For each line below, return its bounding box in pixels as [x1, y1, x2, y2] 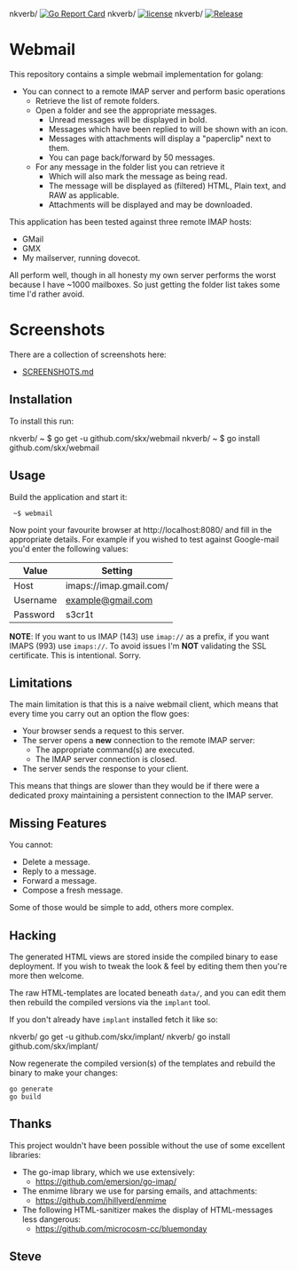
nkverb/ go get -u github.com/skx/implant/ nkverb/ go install [9, 1031, 231, 1042]
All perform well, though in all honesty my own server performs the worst [9, 269, 277, 280]
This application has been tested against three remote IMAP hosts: [9, 216, 253, 226]
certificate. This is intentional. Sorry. [9, 649, 142, 661]
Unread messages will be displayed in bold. [48, 114, 207, 124]
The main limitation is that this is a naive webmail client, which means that [9, 699, 279, 710]
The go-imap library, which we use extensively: [21, 1166, 195, 1177]
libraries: [9, 1149, 42, 1160]
